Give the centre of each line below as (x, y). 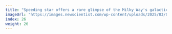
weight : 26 (17, 24)
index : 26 (16, 19)
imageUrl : (16, 14)
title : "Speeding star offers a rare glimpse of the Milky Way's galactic (87, 10)
